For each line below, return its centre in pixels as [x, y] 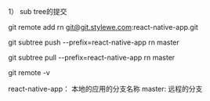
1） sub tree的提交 [38, 11]
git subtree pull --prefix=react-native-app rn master [92, 58]
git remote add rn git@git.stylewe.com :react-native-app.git [103, 27]
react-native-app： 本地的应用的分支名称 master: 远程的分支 [105, 89]
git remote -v [29, 72]
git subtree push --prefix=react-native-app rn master [94, 42]
